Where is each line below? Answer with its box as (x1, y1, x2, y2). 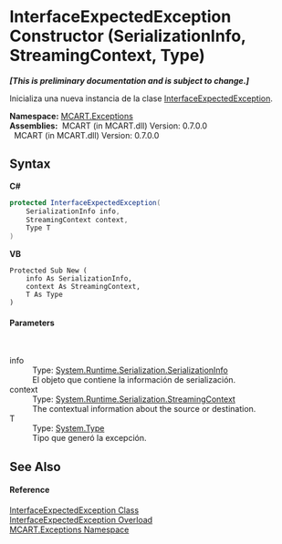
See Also (9, 458, 61, 475)
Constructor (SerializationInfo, (9, 26, 246, 46)
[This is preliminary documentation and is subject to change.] (9, 75, 249, 86)
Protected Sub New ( (9, 266, 89, 275)
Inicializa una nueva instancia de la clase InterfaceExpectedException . (9, 93, 274, 104)
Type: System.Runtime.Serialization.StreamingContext (32, 394, 235, 405)
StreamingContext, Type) (9, 46, 205, 66)
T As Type (26, 290, 64, 300)
